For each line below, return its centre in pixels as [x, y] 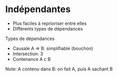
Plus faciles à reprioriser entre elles [50, 23]
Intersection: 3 [28, 54]
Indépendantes [38, 9]
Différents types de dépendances [48, 28]
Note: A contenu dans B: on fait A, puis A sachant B [59, 69]
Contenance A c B [32, 59]
